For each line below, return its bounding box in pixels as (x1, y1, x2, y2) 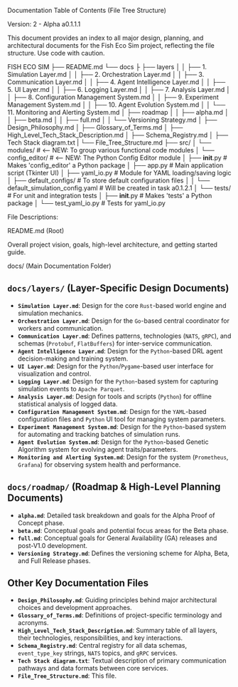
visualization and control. (17, 369, 92, 378)
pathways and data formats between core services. (17, 664, 169, 673)
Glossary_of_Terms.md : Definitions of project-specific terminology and (17, 611, 222, 619)
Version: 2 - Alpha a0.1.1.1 (7, 20, 81, 28)
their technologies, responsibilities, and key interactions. (17, 634, 183, 642)
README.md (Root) (7, 227, 65, 234)
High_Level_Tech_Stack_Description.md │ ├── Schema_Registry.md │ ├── (7, 131, 229, 139)
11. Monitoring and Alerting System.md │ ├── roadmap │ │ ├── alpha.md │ (7, 108, 229, 116)
